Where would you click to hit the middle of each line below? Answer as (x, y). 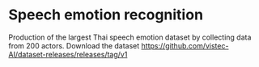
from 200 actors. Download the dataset (74, 45)
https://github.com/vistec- (185, 45)
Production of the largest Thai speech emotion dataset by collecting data (130, 37)
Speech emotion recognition (106, 15)
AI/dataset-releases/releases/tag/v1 (68, 54)
